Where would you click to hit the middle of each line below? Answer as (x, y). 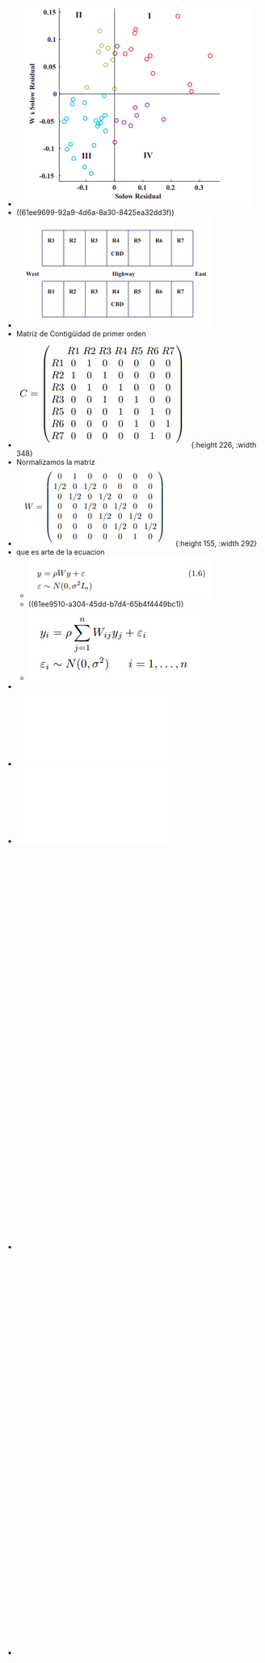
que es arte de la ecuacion (60, 552)
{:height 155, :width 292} (216, 543)
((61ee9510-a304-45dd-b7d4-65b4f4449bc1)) (106, 604)
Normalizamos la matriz (55, 462)
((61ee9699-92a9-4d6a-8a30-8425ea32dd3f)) (95, 212)
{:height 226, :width (224, 445)
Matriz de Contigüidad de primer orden (81, 333)
